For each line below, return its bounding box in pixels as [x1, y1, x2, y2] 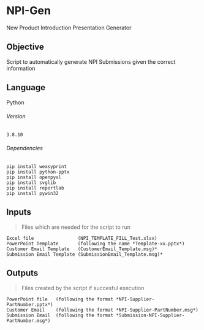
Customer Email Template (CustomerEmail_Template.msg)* [6, 246, 157, 252]
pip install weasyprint [6, 163, 67, 169]
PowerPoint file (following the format [6, 296, 114, 302]
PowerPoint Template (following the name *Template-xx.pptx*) [6, 240, 185, 247]
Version [6, 113, 26, 120]
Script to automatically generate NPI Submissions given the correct [6, 58, 176, 65]
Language [6, 82, 46, 93]
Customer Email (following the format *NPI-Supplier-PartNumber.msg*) [6, 307, 199, 313]
